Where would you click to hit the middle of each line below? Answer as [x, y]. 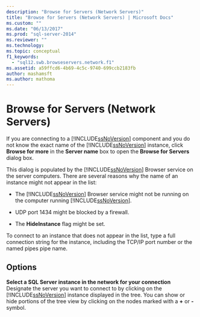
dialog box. [20, 158]
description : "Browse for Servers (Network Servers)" [75, 12]
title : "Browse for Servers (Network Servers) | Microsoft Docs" [90, 18]
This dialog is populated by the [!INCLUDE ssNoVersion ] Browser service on [100, 170]
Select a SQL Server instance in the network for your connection [89, 282]
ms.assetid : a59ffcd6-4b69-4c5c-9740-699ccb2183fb [71, 68]
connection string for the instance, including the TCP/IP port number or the [99, 242]
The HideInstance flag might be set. [60, 224]
